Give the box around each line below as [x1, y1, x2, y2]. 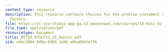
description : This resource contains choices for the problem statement [5, 12, 160, 17]
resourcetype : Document [5, 30, 55, 35]
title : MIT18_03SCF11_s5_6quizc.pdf [5, 35, 81, 40]
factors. [9, 16, 28, 21]
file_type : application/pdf [5, 26, 64, 31]
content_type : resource [5, 7, 55, 12]
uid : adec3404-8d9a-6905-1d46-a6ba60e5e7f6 [5, 40, 97, 45]
